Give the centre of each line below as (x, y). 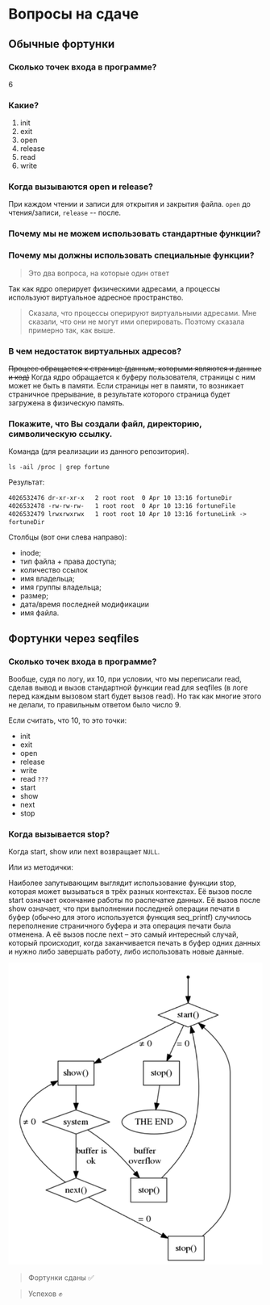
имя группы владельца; (61, 587)
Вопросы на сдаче (74, 14)
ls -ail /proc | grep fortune (59, 468)
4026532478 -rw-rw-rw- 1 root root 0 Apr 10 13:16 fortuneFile (122, 506)
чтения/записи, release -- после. (65, 213)
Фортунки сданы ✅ (61, 1278)
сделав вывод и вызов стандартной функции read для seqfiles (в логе (128, 687)
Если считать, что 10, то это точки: (68, 720)
